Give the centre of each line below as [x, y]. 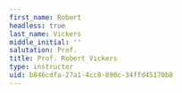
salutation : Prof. [43, 50]
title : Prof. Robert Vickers [63, 58]
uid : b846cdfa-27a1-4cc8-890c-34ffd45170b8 [91, 75]
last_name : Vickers [45, 34]
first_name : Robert [45, 17]
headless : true [37, 26]
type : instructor [41, 67]
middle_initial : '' [45, 42]
